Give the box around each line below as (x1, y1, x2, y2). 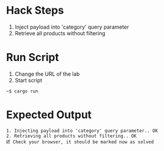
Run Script (6, 51, 59, 64)
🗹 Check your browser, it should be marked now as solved (6, 138, 154, 145)
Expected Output (6, 108, 92, 122)
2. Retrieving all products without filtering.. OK (6, 132, 137, 139)
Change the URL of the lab (14, 70, 80, 78)
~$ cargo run (6, 88, 39, 94)
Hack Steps (6, 4, 64, 17)
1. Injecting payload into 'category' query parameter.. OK (6, 128, 159, 134)
